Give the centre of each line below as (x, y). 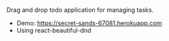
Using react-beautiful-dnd (54, 30)
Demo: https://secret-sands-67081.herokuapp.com (89, 23)
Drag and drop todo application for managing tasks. (80, 10)
